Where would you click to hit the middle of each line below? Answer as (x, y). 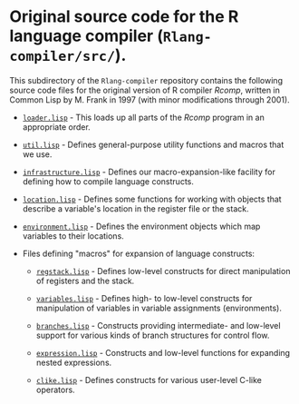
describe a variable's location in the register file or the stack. (135, 208)
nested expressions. (74, 362)
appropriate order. (56, 127)
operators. (55, 389)
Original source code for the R (124, 17)
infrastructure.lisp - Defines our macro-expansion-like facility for (149, 172)
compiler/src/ (63, 57)
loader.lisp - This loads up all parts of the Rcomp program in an (143, 117)
